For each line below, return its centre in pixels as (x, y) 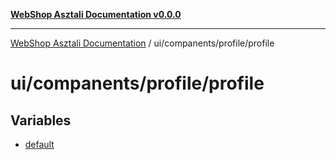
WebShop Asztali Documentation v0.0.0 (96, 14)
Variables (41, 120)
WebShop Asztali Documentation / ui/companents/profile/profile (142, 43)
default (39, 144)
